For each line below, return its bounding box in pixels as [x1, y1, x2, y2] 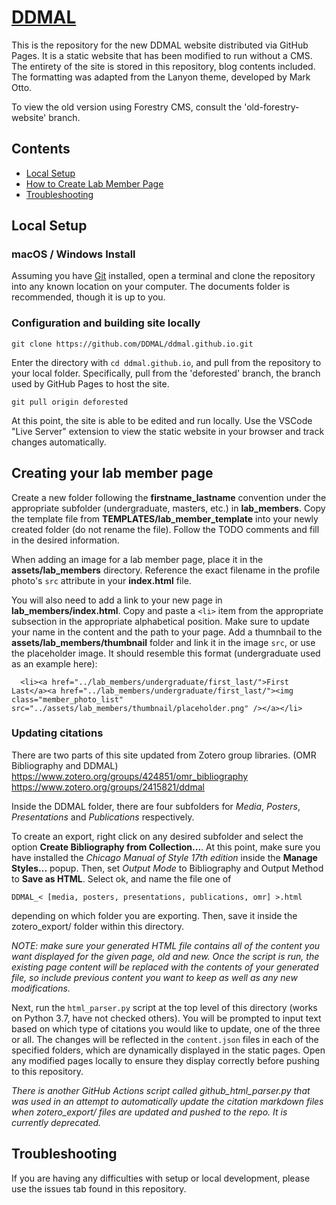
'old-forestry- [244, 101, 300, 113]
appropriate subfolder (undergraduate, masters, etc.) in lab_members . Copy [11, 502, 326, 514]
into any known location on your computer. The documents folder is [11, 281, 291, 293]
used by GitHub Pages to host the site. [11, 377, 170, 390]
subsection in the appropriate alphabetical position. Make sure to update [11, 615, 310, 627]
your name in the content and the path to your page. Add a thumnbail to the [11, 626, 323, 638]
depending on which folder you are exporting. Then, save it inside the [11, 909, 298, 921]
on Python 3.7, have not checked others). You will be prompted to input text [11, 1012, 322, 1024]
